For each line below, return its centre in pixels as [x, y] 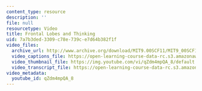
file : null [20, 23]
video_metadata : [26, 73]
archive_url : [28, 51]
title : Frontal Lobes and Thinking [51, 34]
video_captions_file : [39, 56]
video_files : [23, 45]
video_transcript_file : [41, 67]
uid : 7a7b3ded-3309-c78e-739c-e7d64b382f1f [62, 40]
